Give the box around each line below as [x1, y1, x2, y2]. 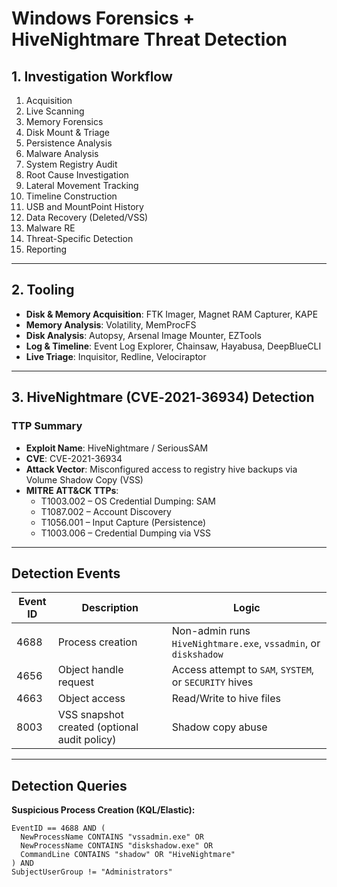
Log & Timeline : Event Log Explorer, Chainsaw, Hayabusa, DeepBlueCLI [25, 340, 322, 352]
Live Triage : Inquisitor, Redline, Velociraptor [25, 350, 207, 362]
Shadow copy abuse [171, 720, 268, 734]
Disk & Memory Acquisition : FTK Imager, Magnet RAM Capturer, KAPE [25, 308, 319, 320]
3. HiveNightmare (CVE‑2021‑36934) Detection [11, 389, 315, 406]
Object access [57, 692, 126, 706]
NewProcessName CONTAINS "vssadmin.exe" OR [20, 832, 204, 842]
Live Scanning [25, 105, 85, 117]
